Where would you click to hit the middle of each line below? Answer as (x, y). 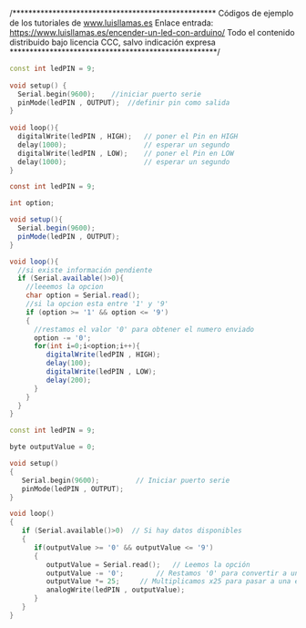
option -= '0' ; (62, 338)
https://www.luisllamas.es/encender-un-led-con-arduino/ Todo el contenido (152, 32)
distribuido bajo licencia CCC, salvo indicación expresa (112, 42)
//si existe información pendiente (85, 270)
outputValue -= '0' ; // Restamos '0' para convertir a (166, 573)
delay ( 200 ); (69, 380)
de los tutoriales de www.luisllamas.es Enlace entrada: (112, 23)
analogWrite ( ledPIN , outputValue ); (115, 590)
